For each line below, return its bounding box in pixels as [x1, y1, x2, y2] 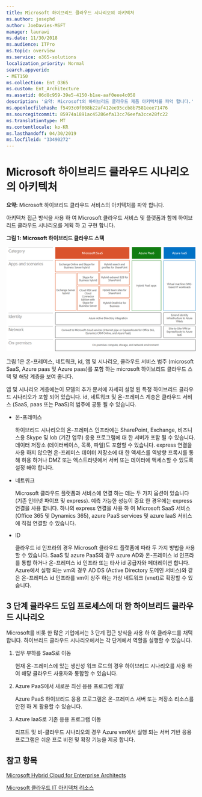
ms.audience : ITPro [6, 42, 55, 48]
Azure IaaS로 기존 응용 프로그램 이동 [14, 716, 102, 723]
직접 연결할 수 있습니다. [21, 519, 76, 527]
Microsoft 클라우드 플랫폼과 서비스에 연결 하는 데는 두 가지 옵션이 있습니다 [14, 489, 189, 497]
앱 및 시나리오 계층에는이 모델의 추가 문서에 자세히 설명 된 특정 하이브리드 [6, 385, 178, 392]
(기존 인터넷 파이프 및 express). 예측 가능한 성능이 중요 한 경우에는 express [14, 497, 192, 504]
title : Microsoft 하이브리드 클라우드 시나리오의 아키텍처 [6, 10, 135, 16]
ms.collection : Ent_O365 [6, 79, 69, 85]
